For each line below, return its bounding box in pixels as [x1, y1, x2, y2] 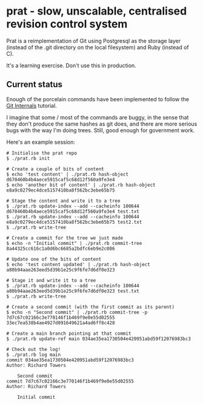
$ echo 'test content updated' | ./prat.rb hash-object [6, 261, 150, 267]
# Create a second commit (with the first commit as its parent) [6, 304, 175, 310]
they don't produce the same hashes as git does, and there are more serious [6, 120, 198, 127]
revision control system [6, 17, 128, 31]
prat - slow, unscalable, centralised [6, 4, 187, 18]
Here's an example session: [6, 138, 76, 146]
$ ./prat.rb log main [6, 352, 61, 358]
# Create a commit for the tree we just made [6, 235, 123, 241]
